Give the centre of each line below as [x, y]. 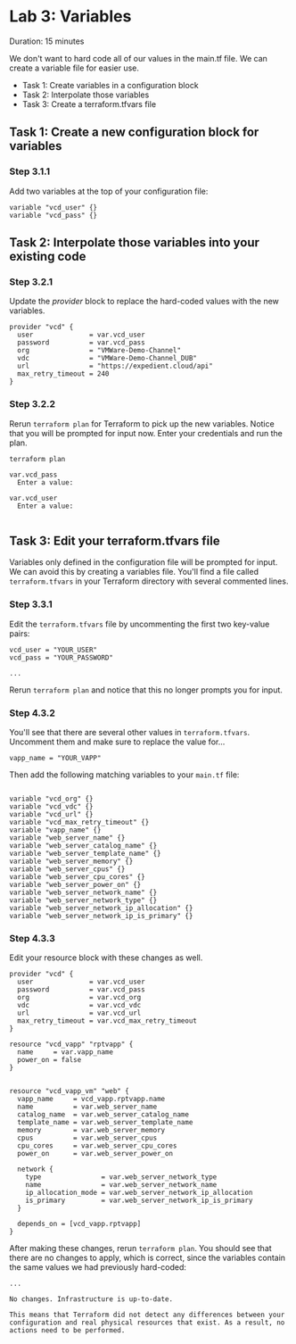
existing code [48, 257]
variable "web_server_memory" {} [71, 862]
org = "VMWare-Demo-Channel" [99, 351]
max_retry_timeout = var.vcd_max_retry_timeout [107, 1021]
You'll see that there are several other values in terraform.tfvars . [130, 733]
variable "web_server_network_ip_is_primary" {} [101, 917]
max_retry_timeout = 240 [63, 374]
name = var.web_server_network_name [121, 1185]
